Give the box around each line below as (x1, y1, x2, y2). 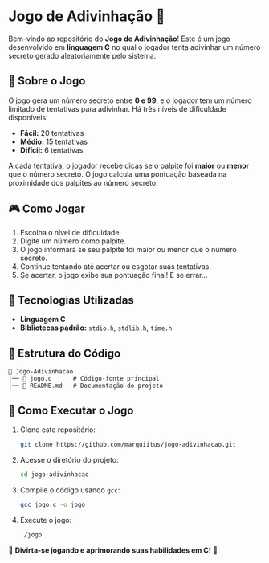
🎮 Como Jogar (8, 202, 86, 216)
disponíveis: (8, 112, 48, 122)
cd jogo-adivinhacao (19, 470, 89, 479)
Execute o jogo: (19, 515, 72, 524)
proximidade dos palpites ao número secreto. (8, 177, 158, 187)
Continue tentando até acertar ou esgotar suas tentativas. (19, 261, 211, 271)
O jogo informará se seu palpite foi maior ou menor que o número (19, 244, 237, 254)
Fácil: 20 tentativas (19, 128, 84, 137)
